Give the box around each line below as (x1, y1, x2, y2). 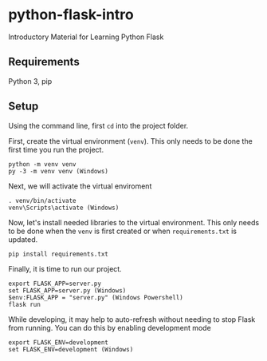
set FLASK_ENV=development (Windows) (8, 345, 134, 353)
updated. (8, 234, 38, 244)
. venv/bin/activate (8, 196, 77, 204)
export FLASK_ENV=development (8, 338, 109, 347)
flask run (8, 300, 41, 308)
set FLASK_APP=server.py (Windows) (8, 286, 127, 295)
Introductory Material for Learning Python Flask (8, 32, 164, 42)
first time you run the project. (8, 145, 104, 154)
